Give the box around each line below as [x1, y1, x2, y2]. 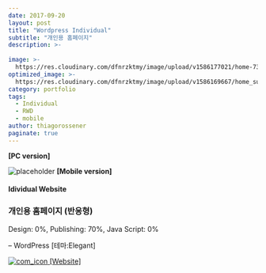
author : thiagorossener [8, 122, 87, 130]
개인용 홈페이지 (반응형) [8, 206, 93, 217]
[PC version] [8, 151, 51, 161]
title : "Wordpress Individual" [8, 26, 112, 34]
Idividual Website [8, 184, 67, 194]
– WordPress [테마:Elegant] [8, 241, 97, 250]
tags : [8, 93, 26, 100]
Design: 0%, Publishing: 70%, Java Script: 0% [8, 224, 159, 233]
